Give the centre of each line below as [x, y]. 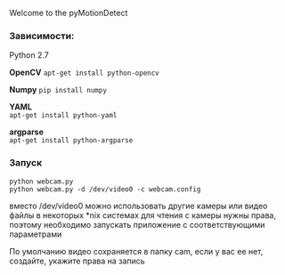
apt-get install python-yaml [63, 116]
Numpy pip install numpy [58, 90]
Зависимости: [42, 36]
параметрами [36, 234]
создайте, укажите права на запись [77, 261]
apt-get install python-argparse [71, 141]
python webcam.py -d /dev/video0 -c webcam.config [105, 189]
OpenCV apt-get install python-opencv [85, 73]
